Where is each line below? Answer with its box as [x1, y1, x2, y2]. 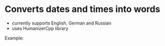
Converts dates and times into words [4, 3, 161, 15]
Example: [4, 35, 24, 41]
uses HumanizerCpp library [11, 25, 68, 31]
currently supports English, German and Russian [11, 20, 112, 26]
